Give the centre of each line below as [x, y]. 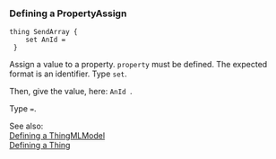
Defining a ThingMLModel [57, 136]
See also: [26, 126]
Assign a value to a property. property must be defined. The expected [138, 65]
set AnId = [46, 40]
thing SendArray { [43, 32]
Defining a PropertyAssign [68, 13]
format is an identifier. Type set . [68, 74]
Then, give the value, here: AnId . [71, 92]
